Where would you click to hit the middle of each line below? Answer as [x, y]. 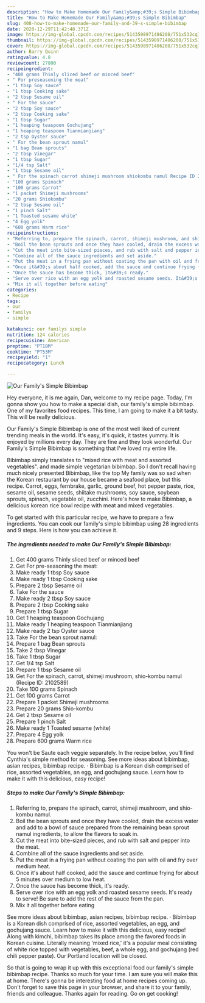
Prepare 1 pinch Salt [41, 721]
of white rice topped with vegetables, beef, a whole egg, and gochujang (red [103, 949]
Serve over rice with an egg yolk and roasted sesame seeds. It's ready [104, 892]
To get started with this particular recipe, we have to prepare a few [90, 517]
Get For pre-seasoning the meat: [57, 566]
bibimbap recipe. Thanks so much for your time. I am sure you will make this [102, 974]
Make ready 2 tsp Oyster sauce [55, 630]
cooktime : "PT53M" [30, 352]
